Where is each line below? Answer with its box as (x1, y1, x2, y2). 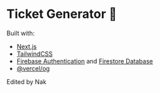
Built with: (6, 29, 35, 37)
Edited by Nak (6, 77, 46, 85)
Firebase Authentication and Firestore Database (16, 56, 153, 65)
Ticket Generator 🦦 (6, 6, 117, 22)
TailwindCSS (16, 50, 53, 58)
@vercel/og (16, 64, 50, 72)
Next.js (16, 42, 37, 50)
